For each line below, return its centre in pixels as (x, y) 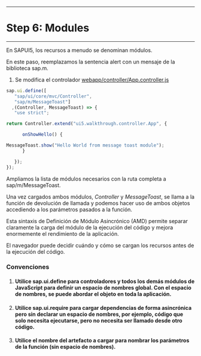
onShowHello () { (42, 135)
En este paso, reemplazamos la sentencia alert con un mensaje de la (91, 62)
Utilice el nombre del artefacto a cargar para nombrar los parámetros (102, 340)
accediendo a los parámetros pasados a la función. (69, 209)
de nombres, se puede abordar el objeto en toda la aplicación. (93, 294)
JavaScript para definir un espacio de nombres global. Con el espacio (103, 288)
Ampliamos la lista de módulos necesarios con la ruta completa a (86, 179)
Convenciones (28, 267)
